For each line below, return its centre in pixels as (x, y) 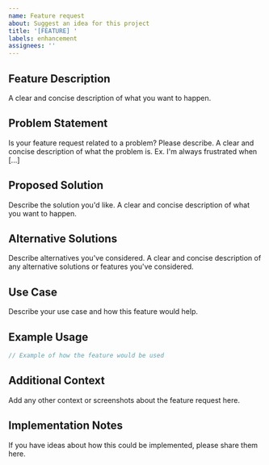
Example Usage (48, 337)
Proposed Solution (56, 185)
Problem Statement (58, 123)
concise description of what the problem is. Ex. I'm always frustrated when (133, 151)
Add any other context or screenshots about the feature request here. (124, 400)
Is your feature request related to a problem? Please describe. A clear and (131, 143)
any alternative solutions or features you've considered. (101, 266)
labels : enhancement (43, 38)
